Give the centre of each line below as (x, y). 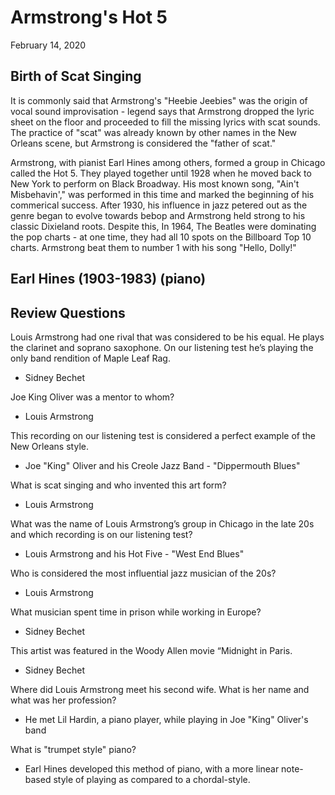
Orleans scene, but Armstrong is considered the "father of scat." (143, 143)
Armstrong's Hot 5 (89, 17)
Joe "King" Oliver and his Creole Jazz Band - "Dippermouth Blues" (162, 465)
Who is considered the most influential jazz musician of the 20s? (143, 573)
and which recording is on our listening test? (101, 534)
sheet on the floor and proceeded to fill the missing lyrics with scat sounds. (165, 122)
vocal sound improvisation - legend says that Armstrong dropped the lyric (162, 111)
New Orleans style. (49, 446)
